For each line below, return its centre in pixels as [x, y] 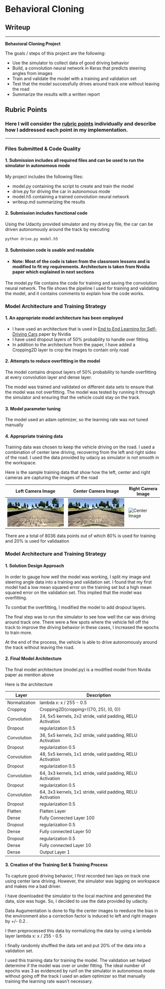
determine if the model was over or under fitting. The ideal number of [75, 965]
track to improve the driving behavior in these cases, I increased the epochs [82, 627]
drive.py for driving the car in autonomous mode [61, 191]
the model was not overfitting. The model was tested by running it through [80, 392]
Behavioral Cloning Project [33, 44]
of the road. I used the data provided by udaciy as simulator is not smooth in [82, 458]
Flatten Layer [53, 811]
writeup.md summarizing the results [49, 202]
